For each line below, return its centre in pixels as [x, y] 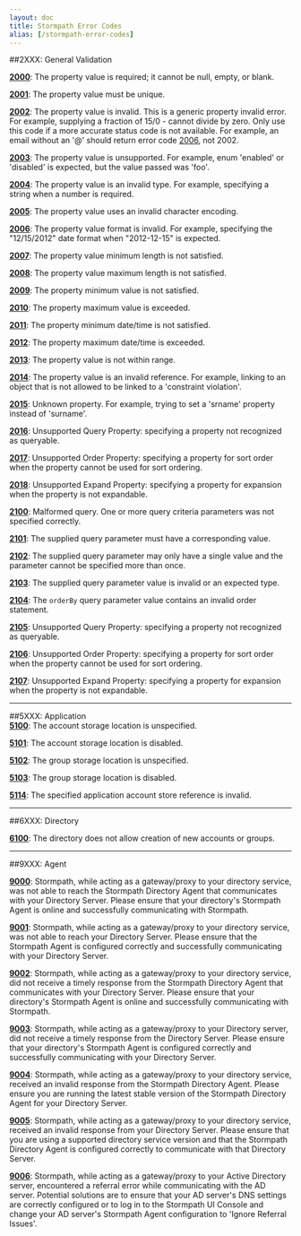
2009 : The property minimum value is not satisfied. [104, 290]
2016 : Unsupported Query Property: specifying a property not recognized [146, 431]
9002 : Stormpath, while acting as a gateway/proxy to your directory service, [150, 973]
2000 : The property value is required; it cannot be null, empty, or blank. [142, 77]
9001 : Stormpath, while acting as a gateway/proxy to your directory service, [150, 928]
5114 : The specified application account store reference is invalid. [131, 795]
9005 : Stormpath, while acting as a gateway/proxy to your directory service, [150, 1120]
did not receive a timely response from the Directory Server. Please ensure [147, 1038]
